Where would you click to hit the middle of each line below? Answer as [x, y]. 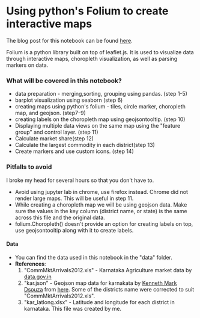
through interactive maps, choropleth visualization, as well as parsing [92, 58]
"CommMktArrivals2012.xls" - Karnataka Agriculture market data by [108, 270]
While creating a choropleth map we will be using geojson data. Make [101, 204]
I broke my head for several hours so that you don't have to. [80, 180]
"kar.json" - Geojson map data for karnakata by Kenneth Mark [100, 283]
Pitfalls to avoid [29, 167]
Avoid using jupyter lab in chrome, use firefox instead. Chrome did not [101, 192]
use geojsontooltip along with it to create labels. [74, 230]
